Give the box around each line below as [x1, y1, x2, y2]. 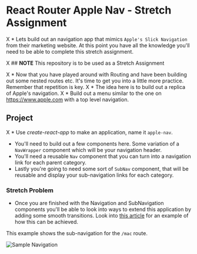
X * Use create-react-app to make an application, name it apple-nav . [6, 128, 173, 136]
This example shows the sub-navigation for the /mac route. [6, 230, 148, 237]
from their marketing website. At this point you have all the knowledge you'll [6, 42, 190, 49]
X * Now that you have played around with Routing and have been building [6, 71, 187, 78]
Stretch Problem [6, 186, 54, 194]
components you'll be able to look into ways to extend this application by [14, 206, 192, 213]
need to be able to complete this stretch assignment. [6, 48, 134, 55]
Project [6, 113, 34, 123]
